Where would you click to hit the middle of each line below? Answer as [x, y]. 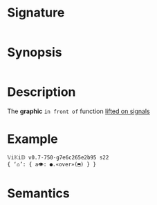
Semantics [39, 193]
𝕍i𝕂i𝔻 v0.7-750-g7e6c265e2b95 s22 [58, 157]
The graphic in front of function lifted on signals [78, 111]
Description [41, 92]
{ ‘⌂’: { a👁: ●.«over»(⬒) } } [52, 164]
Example [33, 139]
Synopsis [35, 52]
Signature [36, 13]
